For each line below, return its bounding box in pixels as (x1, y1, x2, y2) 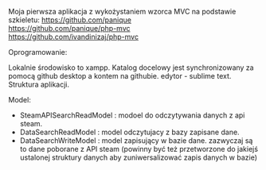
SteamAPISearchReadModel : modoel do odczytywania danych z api (19, 110, 245, 120)
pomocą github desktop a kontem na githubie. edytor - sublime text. (8, 71, 232, 80)
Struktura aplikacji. (8, 79, 70, 89)
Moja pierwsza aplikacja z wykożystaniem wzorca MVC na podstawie (8, 7, 237, 16)
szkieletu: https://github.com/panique (8, 15, 131, 25)
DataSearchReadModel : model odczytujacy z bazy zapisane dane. (19, 127, 241, 137)
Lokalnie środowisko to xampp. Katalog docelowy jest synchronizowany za (8, 63, 254, 72)
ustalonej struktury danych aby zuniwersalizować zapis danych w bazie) (19, 153, 257, 162)
